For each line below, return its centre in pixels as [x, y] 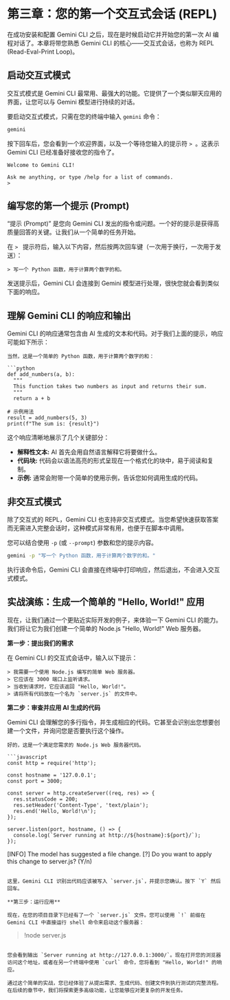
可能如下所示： [28, 342]
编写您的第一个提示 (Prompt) [68, 206]
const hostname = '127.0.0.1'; [52, 775]
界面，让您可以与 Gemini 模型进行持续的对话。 [73, 102]
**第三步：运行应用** [34, 902]
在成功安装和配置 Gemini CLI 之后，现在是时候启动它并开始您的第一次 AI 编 [113, 34]
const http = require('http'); [52, 763]
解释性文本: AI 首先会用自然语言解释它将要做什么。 [89, 452]
